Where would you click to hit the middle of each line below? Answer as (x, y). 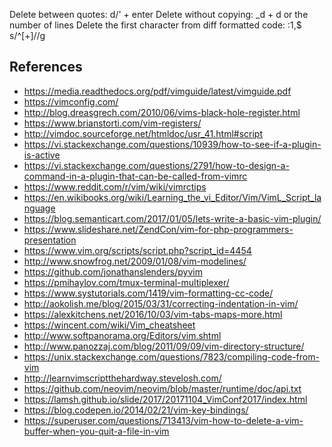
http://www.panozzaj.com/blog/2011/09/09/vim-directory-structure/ (164, 346)
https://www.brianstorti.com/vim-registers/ (112, 123)
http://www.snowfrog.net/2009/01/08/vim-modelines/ (135, 261)
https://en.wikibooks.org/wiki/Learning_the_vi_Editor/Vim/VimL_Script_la (172, 197)
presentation (50, 240)
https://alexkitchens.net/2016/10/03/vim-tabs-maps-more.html (153, 314)
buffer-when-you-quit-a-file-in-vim (96, 431)
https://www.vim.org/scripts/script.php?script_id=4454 (137, 250)
